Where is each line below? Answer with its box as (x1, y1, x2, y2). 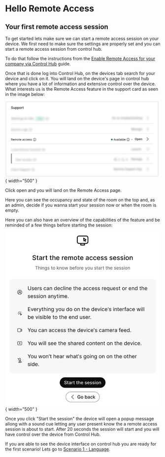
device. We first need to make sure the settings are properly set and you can (5, 41, 161, 47)
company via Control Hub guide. (5, 61, 71, 66)
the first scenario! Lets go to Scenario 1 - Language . (5, 446, 111, 452)
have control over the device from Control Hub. (5, 431, 101, 437)
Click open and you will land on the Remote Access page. (5, 187, 122, 193)
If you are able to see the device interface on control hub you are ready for (5, 441, 157, 447)
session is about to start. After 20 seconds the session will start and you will (5, 426, 160, 432)
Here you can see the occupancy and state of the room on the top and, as (5, 196, 155, 202)
